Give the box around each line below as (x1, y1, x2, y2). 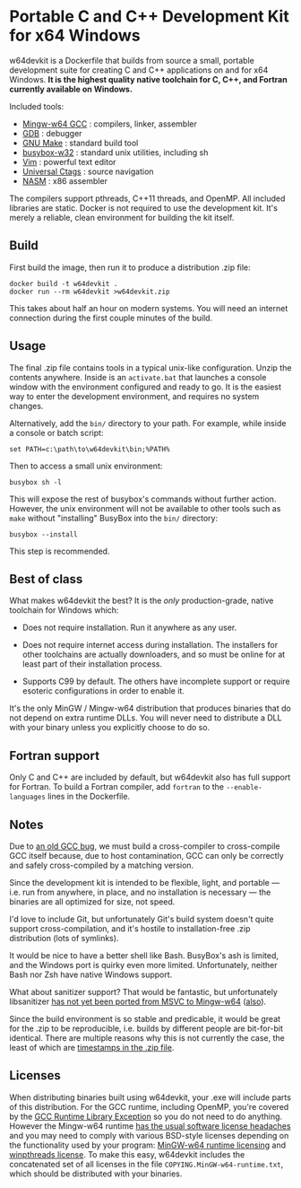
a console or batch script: (9, 427, 104, 438)
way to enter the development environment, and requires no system (9, 390, 260, 401)
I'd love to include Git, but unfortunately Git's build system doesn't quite (9, 913, 274, 924)
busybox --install (9, 529, 78, 539)
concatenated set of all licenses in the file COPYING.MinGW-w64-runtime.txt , (9, 1158, 284, 1169)
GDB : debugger (21, 127, 82, 138)
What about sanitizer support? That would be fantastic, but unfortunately (9, 987, 278, 997)
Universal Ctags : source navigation (21, 166, 154, 177)
